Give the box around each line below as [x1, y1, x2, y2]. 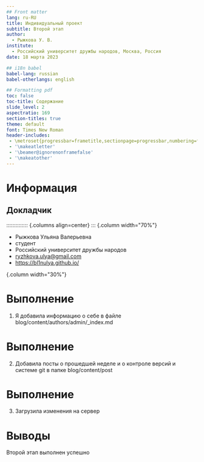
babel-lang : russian [6, 70, 59, 76]
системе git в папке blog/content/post [15, 366, 113, 373]
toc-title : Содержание [6, 98, 64, 105]
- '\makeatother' [8, 155, 53, 161]
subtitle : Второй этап [6, 25, 64, 32]
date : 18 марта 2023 [6, 54, 59, 60]
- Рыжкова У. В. [12, 37, 53, 43]
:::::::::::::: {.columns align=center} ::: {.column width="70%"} [6, 221, 157, 228]
